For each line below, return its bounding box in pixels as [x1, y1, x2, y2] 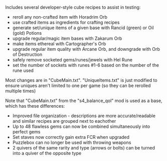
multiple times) [5, 88, 36, 94]
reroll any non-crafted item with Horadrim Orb [12, 14, 108, 20]
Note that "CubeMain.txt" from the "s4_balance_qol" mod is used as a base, [5, 98, 162, 104]
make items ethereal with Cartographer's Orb [12, 41, 106, 47]
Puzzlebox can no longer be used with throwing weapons [12, 139, 131, 145]
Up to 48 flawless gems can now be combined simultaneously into [12, 123, 150, 129]
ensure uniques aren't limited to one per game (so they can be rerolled [5, 83, 151, 89]
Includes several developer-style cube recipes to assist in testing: [5, 5, 141, 10]
